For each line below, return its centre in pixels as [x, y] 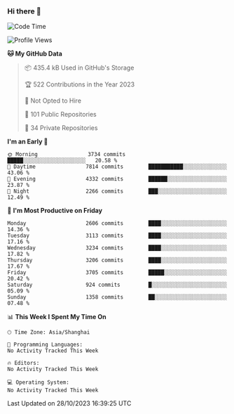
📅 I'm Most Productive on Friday [55, 211]
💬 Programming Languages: [45, 345]
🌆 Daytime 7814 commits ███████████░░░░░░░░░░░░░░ [117, 167]
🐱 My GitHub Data [35, 54]
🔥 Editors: [23, 363]
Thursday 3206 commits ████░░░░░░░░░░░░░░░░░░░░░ [117, 260]
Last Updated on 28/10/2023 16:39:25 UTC [69, 403]
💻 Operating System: [39, 382]
